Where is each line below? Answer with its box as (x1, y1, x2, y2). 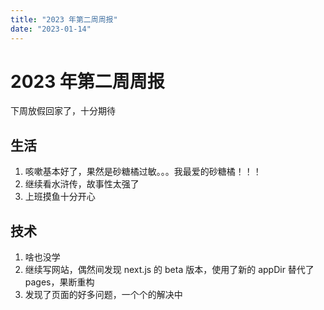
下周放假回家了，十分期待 (10, 105, 116, 117)
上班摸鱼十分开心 (24, 191, 96, 203)
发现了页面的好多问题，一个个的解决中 (24, 289, 183, 301)
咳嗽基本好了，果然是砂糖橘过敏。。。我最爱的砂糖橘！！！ (24, 166, 262, 178)
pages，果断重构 (24, 276, 95, 288)
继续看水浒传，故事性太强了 (24, 178, 140, 190)
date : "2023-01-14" (10, 24, 92, 34)
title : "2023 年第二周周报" (10, 14, 118, 25)
